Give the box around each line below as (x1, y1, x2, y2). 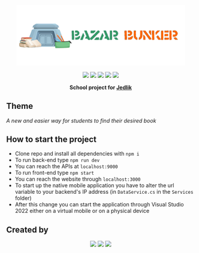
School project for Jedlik (70, 84, 132, 91)
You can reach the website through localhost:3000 (14, 175, 141, 183)
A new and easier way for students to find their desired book (6, 117, 156, 124)
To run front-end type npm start (14, 169, 95, 176)
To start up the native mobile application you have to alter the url (14, 182, 174, 189)
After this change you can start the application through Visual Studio (14, 201, 184, 208)
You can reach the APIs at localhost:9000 (14, 163, 118, 170)
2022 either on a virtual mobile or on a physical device (14, 208, 150, 215)
